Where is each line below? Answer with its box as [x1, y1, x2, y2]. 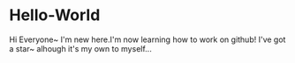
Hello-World [9, 5, 101, 25]
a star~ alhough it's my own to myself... [9, 43, 152, 53]
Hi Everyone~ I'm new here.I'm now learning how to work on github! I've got [9, 34, 286, 45]
